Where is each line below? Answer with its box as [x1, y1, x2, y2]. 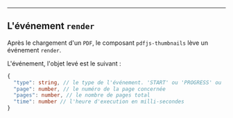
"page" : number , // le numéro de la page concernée [13, 86, 166, 92]
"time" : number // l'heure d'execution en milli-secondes [13, 98, 185, 106]
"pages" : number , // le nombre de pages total [13, 92, 150, 99]
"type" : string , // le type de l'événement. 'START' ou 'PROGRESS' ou [13, 79, 222, 86]
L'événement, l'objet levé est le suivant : [7, 59, 121, 68]
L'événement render [7, 20, 95, 32]
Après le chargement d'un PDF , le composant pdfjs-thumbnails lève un [7, 39, 209, 47]
